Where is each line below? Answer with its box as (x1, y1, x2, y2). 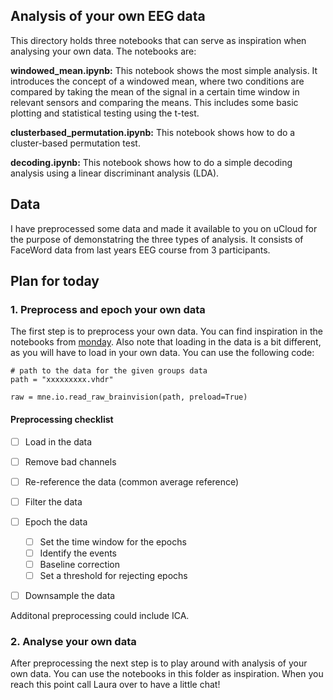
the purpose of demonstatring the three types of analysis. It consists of (10, 233, 304, 245)
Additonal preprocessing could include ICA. (10, 610, 190, 622)
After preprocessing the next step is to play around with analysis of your (10, 657, 308, 669)
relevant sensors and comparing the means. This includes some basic (10, 96, 299, 108)
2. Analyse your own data (10, 635, 137, 649)
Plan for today (10, 273, 100, 290)
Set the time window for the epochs (39, 535, 187, 548)
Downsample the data (24, 590, 116, 602)
